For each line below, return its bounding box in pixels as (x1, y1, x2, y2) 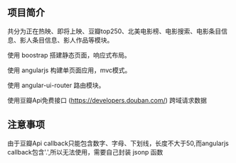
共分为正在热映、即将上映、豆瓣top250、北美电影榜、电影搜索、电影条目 (7, 27, 222, 35)
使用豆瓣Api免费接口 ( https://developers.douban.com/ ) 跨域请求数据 (7, 96, 208, 104)
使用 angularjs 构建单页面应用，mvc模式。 (7, 66, 132, 74)
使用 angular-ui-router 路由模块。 (7, 81, 105, 89)
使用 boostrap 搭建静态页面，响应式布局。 (7, 50, 131, 59)
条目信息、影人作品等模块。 (31, 35, 114, 44)
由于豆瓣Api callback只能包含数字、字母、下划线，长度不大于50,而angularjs (7, 139, 229, 147)
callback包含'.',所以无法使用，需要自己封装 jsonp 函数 (7, 147, 163, 156)
